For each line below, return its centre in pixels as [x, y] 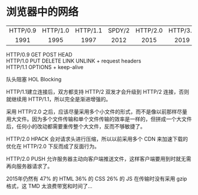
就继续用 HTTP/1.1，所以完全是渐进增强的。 [59, 99]
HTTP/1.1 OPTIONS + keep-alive [45, 67]
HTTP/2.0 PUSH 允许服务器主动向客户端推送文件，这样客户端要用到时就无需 [99, 158]
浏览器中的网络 [42, 12]
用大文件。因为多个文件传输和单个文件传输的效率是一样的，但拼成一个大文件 [99, 119]
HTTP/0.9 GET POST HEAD [39, 54]
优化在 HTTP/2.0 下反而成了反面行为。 [53, 146]
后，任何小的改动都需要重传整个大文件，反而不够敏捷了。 [76, 126]
